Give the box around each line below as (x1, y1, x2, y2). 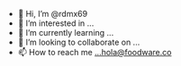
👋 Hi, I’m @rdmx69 (17, 9, 88, 19)
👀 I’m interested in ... (17, 18, 95, 29)
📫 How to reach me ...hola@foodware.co (17, 47, 172, 57)
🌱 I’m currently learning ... (17, 28, 114, 37)
